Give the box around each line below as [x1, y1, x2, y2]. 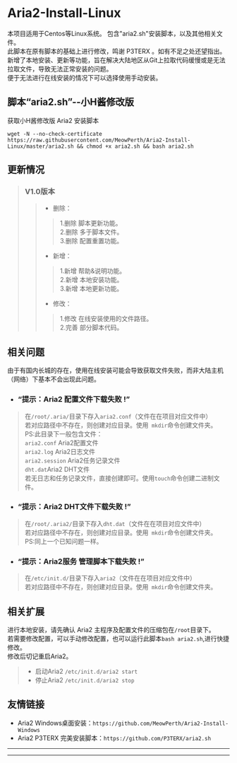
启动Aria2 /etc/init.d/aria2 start [35, 667, 138, 675]
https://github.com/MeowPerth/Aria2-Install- [92, 720, 229, 727]
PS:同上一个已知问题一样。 [24, 537, 103, 545]
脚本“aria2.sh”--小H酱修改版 [7, 96, 134, 108]
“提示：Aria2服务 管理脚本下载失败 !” [17, 557, 145, 566]
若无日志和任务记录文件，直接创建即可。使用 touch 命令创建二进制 [24, 474, 214, 482]
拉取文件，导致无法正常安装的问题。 [7, 64, 113, 73]
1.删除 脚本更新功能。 [59, 219, 122, 228]
